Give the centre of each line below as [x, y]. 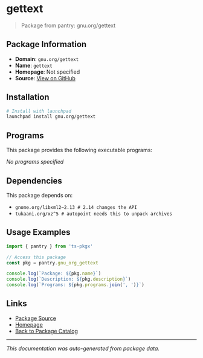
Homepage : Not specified [47, 72]
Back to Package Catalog [47, 331]
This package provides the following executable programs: [79, 150]
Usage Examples [38, 232]
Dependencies [34, 181]
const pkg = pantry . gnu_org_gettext [52, 263]
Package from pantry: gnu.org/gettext [68, 25]
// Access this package [36, 257]
